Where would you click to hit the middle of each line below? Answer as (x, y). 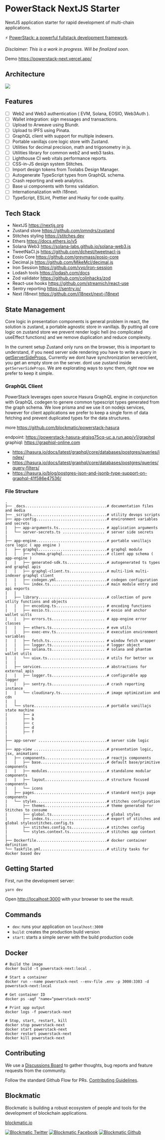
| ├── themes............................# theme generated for (79, 805)
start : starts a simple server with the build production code (73, 937)
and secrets (17, 523)
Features (19, 101)
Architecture (25, 74)
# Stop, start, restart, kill (36, 1021)
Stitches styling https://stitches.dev (48, 236)
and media (15, 510)
